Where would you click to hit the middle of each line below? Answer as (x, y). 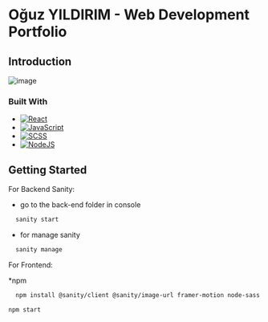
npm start (25, 310)
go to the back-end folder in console (80, 205)
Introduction (40, 61)
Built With (28, 101)
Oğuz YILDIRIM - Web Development (129, 15)
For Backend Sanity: (41, 190)
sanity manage (39, 249)
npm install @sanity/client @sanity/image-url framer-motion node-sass (138, 295)
